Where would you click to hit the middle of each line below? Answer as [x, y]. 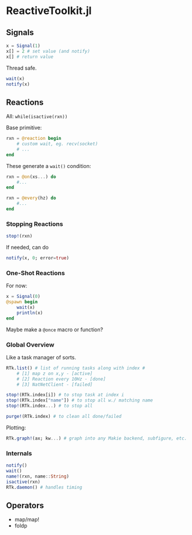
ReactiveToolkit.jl [49, 11]
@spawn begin [22, 302]
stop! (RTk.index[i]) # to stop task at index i [65, 395]
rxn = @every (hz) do [31, 198]
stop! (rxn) [19, 236]
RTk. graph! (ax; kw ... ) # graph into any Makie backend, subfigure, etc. [97, 438]
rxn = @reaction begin [34, 139]
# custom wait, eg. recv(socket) [57, 144]
